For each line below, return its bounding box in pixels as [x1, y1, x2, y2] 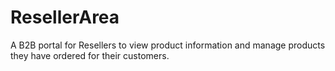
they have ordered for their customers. [10, 49, 170, 61]
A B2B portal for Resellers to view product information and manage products [10, 39, 326, 51]
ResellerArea [10, 6, 120, 29]
